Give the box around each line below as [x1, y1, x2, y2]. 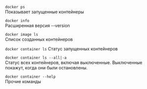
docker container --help [5, 74, 56, 79]
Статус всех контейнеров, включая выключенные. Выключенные [5, 60, 143, 66]
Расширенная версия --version [5, 22, 70, 28]
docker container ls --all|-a [5, 55, 67, 60]
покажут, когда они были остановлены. [5, 65, 88, 70]
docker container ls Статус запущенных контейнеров [5, 46, 118, 51]
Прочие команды [5, 79, 42, 84]
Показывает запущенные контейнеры [5, 9, 84, 15]
